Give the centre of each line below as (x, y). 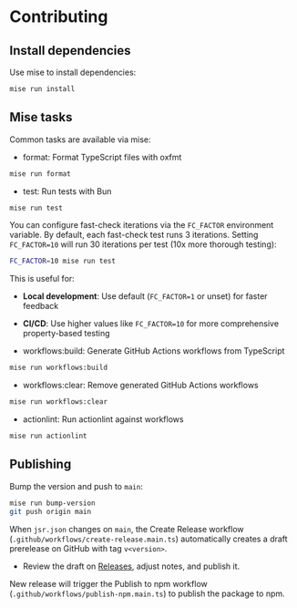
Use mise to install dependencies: (73, 72)
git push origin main (51, 511)
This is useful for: (42, 279)
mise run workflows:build (58, 368)
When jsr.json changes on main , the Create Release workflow (127, 529)
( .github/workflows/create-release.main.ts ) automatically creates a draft (149, 539)
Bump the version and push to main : (77, 486)
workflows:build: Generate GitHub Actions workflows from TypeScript (154, 351)
